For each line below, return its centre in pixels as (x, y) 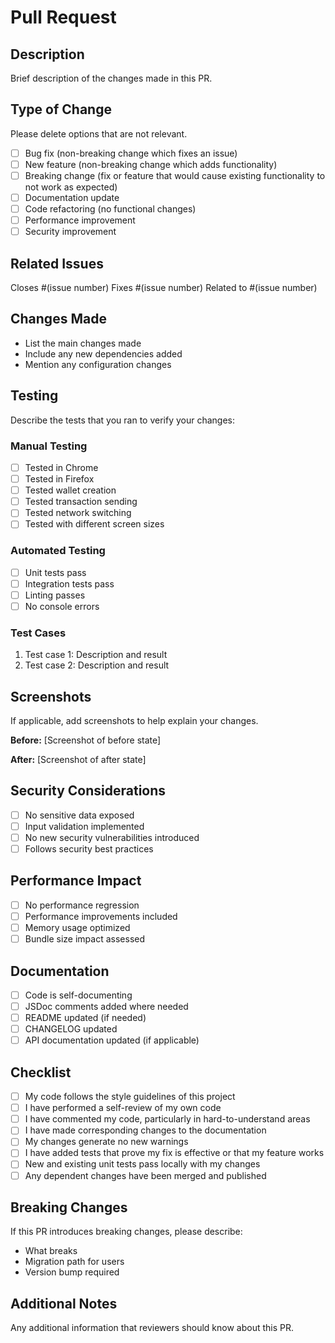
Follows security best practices (89, 849)
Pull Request (63, 17)
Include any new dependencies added (103, 353)
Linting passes (55, 595)
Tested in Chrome (61, 467)
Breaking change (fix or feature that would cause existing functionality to (175, 175)
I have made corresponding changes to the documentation (145, 1130)
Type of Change (61, 109)
